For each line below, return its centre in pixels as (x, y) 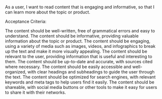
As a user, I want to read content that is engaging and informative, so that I (80, 7)
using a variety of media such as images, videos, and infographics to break (80, 46)
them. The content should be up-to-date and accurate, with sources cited (79, 62)
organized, (16, 72)
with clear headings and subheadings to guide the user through (91, 72)
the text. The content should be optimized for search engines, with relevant (80, 77)
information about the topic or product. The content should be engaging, (78, 41)
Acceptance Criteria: (26, 21)
